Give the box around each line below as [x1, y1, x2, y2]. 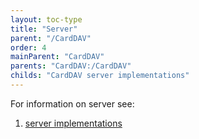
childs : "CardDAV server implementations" [10, 71, 190, 81]
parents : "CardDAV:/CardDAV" [10, 61, 132, 71]
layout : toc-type [10, 14, 83, 25]
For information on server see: [10, 97, 135, 110]
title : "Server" [10, 24, 78, 34]
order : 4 [10, 42, 47, 53]
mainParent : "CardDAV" [10, 52, 105, 62]
